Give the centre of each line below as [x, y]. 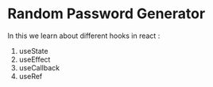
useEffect [35, 59]
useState [33, 51]
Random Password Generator [106, 14]
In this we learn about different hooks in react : [84, 36]
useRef [31, 76]
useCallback [39, 67]
